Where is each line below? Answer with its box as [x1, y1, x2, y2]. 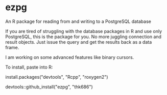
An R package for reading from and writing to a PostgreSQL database [5, 18, 152, 24]
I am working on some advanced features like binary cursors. [5, 54, 134, 60]
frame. [5, 44, 19, 50]
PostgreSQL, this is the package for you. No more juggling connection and [5, 34, 162, 40]
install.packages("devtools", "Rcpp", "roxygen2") [5, 74, 108, 80]
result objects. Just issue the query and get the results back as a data [5, 39, 152, 45]
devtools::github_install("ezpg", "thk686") [5, 83, 93, 90]
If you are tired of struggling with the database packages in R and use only [5, 28, 162, 34]
